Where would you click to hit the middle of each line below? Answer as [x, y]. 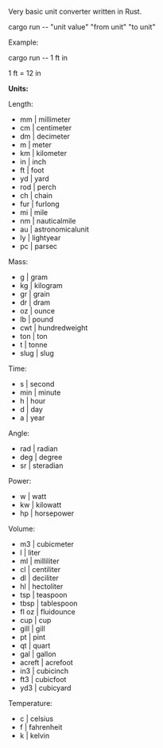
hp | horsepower [47, 513]
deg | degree [41, 457]
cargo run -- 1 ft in [38, 58]
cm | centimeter [46, 128]
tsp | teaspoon [43, 595]
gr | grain [35, 294]
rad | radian [39, 448]
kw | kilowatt [41, 505]
